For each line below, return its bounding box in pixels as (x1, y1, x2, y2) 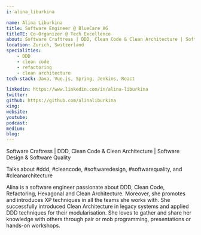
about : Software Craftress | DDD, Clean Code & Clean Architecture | (6, 37, 184, 43)
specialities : (6, 47, 42, 54)
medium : (6, 126, 26, 132)
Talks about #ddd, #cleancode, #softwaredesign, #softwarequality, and (6, 166, 182, 173)
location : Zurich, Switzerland (6, 42, 84, 48)
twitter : (6, 92, 28, 98)
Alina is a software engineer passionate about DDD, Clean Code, (6, 184, 165, 191)
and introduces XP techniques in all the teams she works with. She (6, 197, 170, 204)
